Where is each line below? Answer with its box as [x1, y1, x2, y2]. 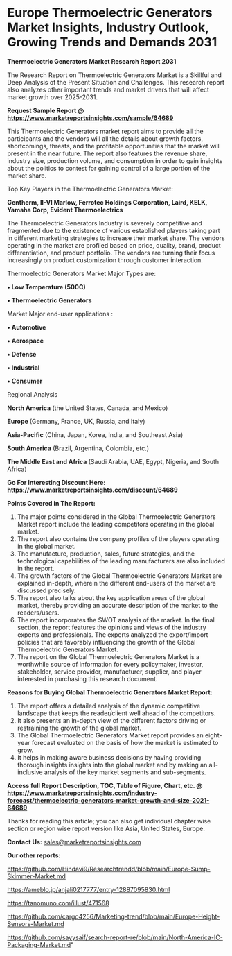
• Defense [7, 350, 37, 358]
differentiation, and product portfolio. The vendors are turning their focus [7, 248, 215, 257]
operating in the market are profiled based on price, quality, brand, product [7, 241, 222, 249]
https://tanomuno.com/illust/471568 [7, 898, 109, 907]
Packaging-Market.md [7, 940, 71, 948]
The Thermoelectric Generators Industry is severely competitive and [7, 219, 202, 227]
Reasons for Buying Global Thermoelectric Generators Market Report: [7, 688, 213, 697]
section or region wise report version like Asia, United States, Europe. [7, 824, 206, 833]
